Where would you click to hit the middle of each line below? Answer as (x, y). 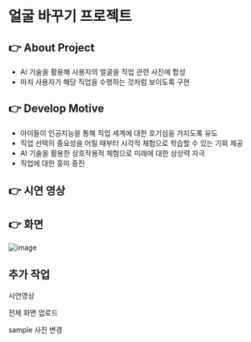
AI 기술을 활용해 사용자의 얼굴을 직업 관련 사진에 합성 (103, 72)
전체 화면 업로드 (33, 312)
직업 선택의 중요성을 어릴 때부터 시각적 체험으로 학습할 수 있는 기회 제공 (132, 143)
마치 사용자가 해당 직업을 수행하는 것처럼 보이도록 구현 (105, 82)
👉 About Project (51, 48)
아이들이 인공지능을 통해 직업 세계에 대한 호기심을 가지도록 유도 (119, 132)
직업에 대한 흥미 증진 (52, 163)
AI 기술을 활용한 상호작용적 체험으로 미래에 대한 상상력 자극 (112, 153)
